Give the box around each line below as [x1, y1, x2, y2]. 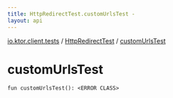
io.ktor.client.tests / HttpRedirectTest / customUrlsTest [7, 36, 166, 45]
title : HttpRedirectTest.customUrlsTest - [7, 10, 135, 18]
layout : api [7, 17, 43, 24]
